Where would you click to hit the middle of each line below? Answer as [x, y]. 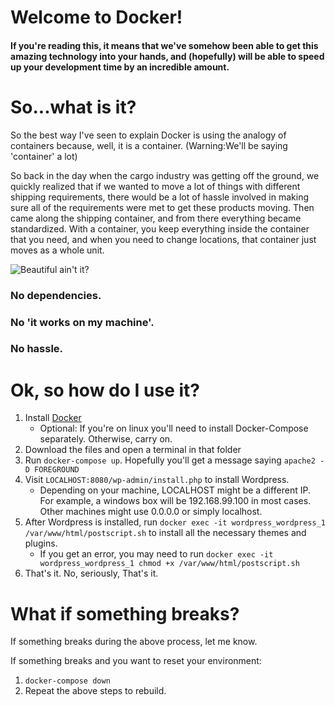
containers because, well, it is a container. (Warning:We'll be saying [149, 145]
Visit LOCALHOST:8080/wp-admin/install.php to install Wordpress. [157, 480]
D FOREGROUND [52, 470]
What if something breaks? [125, 613]
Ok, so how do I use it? [105, 390]
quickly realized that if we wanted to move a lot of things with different [155, 186]
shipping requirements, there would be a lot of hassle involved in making [159, 197]
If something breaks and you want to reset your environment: [136, 661]
